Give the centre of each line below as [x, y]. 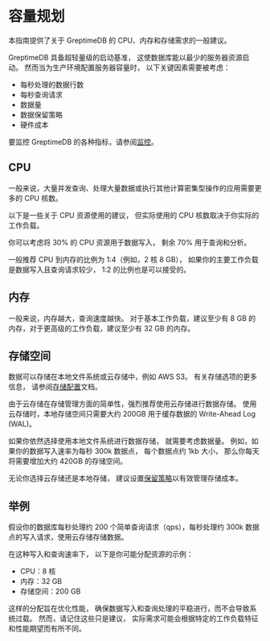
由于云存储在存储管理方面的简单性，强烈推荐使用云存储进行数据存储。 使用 [133, 404]
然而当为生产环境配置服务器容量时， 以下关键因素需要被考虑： [127, 67]
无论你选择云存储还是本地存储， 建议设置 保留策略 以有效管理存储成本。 [125, 479]
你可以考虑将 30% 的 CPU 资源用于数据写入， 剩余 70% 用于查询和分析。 [130, 242]
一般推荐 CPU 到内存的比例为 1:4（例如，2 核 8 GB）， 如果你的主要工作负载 [133, 259]
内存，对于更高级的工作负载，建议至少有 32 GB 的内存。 [102, 328]
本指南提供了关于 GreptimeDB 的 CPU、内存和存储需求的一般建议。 [120, 40]
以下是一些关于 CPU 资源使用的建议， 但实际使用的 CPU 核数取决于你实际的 [134, 215]
